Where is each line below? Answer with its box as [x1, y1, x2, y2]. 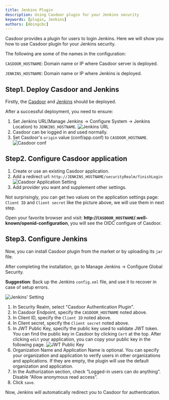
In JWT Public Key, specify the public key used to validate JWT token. [12, 325, 158, 331]
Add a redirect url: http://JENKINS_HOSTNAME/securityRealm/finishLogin [12, 173, 163, 179]
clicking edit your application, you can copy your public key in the [12, 336, 151, 342]
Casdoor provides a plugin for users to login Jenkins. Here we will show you [5, 36, 164, 42]
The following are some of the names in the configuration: [5, 51, 126, 57]
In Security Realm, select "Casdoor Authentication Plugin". [12, 304, 135, 310]
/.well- [134, 214, 148, 221]
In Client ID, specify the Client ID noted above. [12, 314, 111, 320]
